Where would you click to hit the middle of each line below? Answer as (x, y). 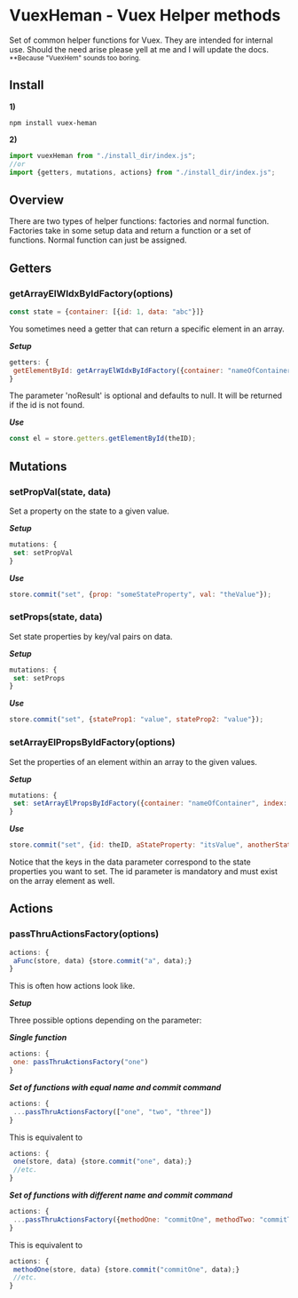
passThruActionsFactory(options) (84, 934)
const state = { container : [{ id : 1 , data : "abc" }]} (106, 312)
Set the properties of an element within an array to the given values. (133, 761)
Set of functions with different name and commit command (121, 1195)
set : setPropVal (43, 553)
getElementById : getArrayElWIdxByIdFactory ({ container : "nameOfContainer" (154, 370)
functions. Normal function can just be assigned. (98, 240)
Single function (38, 1038)
